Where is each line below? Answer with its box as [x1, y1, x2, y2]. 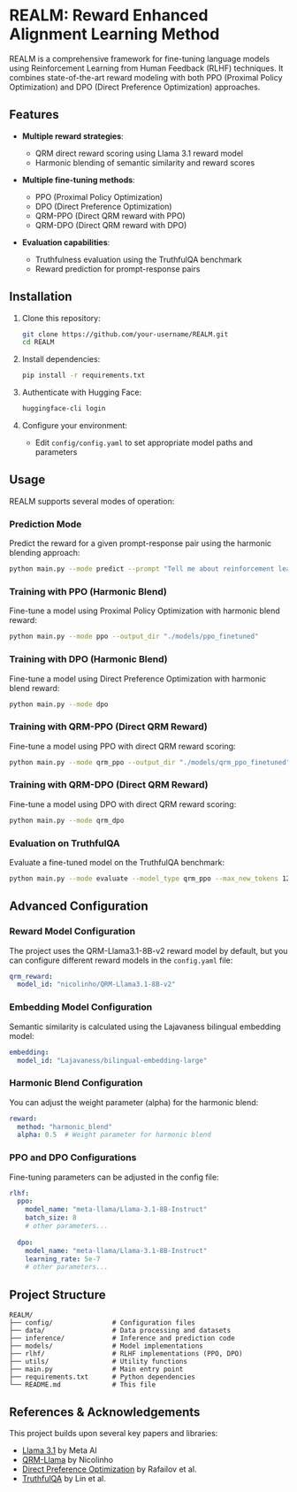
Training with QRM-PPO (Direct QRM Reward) [9, 720, 208, 733]
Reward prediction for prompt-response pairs [34, 263, 201, 274]
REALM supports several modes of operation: [9, 496, 175, 506]
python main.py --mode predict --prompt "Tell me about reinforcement [9, 565, 275, 573]
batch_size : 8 [25, 1213, 77, 1222]
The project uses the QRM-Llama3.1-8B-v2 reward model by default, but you [9, 945, 288, 956]
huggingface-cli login [21, 404, 106, 413]
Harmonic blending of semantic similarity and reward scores [34, 157, 255, 168]
